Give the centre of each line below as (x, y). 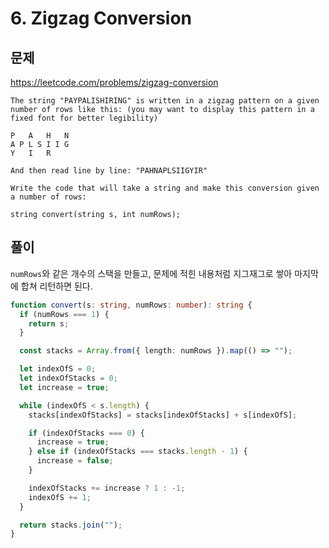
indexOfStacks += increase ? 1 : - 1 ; (107, 488)
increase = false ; (75, 461)
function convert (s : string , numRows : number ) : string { (131, 305)
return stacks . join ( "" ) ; (71, 525)
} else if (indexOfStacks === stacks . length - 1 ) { (138, 452)
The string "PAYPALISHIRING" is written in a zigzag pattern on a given (165, 101)
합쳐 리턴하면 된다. (56, 286)
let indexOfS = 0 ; (58, 369)
